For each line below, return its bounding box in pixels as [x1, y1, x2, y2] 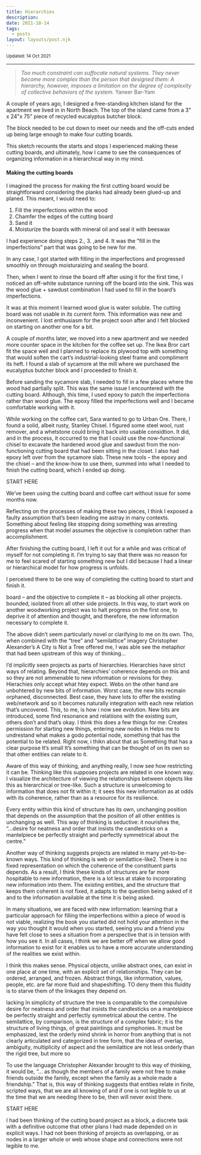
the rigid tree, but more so [6, 1050, 71, 1057]
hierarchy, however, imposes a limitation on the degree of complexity [20, 82, 191, 89]
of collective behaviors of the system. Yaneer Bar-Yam [20, 88, 156, 95]
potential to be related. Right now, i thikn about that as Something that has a [6, 738, 193, 745]
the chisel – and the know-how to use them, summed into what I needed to [6, 460, 190, 467]
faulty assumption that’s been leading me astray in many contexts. [6, 514, 169, 521]
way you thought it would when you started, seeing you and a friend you [6, 925, 185, 932]
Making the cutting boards [6, 169, 74, 176]
